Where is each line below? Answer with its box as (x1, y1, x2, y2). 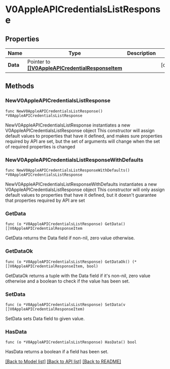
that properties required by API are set (5, 197, 85, 203)
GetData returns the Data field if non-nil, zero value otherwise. (5, 235, 135, 241)
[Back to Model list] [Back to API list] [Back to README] (5, 358, 121, 364)
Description (127, 50, 156, 56)
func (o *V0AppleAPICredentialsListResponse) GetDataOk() (5, 259, 130, 264)
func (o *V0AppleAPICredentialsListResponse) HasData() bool (5, 340, 137, 345)
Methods (5, 82, 34, 90)
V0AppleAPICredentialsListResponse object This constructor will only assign (5, 187, 165, 193)
